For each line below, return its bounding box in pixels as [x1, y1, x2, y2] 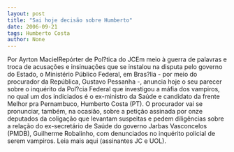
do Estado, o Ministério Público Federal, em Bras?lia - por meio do [7, 70, 198, 79]
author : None [7, 36, 45, 43]
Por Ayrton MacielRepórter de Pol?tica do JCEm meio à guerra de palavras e [7, 55, 227, 63]
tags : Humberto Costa [7, 29, 71, 37]
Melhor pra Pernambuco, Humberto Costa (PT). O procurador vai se [7, 100, 203, 108]
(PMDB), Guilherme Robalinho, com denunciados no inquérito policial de [7, 130, 215, 138]
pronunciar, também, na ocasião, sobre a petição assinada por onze [7, 107, 203, 116]
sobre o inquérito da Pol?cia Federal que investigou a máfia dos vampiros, [7, 85, 220, 93]
